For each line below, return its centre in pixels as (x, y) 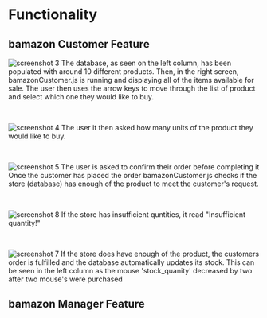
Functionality (53, 15)
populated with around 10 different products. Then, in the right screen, (124, 72)
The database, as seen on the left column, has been (146, 63)
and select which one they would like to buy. (81, 97)
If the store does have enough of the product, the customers (160, 254)
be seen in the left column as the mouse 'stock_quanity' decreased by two (130, 271)
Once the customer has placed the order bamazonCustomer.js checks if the (133, 175)
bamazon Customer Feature (79, 44)
